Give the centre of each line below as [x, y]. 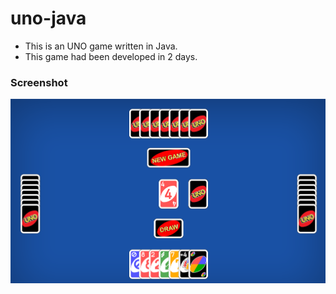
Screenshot [39, 82]
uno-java [48, 18]
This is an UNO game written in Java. [101, 46]
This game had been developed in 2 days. [111, 56]
